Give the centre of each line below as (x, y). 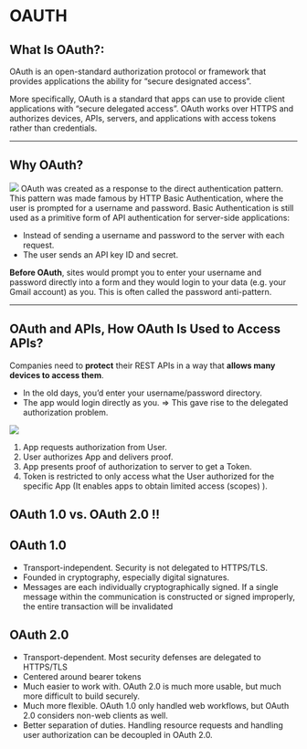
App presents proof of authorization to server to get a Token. (138, 466)
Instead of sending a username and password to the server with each (153, 235)
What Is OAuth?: (57, 50)
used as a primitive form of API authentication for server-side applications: (150, 217)
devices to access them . (57, 374)
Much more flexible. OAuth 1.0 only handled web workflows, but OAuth (156, 705)
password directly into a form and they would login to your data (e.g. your (148, 282)
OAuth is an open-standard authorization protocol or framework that (138, 71)
